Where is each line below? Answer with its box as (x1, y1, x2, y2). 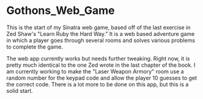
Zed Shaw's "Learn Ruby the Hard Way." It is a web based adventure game (6, 30, 195, 37)
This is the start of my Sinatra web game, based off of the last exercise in (6, 24, 191, 31)
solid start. (6, 87, 34, 94)
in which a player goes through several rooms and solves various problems (6, 36, 196, 44)
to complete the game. (6, 43, 63, 50)
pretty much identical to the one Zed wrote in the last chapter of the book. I (6, 61, 196, 69)
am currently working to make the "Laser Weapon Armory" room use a (6, 67, 185, 75)
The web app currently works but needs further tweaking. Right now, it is (6, 55, 190, 62)
